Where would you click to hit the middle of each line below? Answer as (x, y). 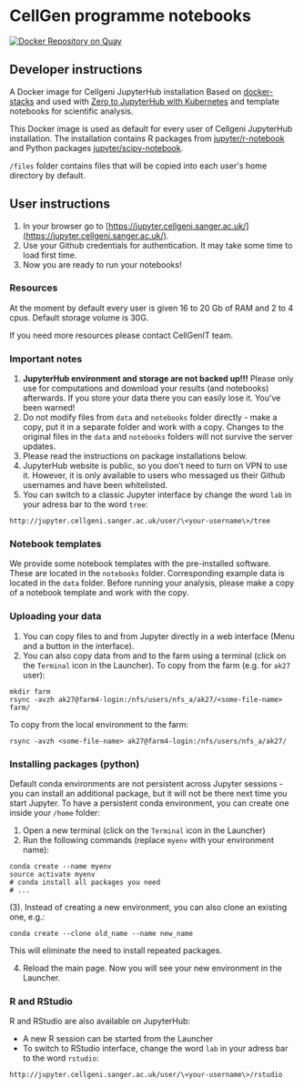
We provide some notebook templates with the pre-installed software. (140, 564)
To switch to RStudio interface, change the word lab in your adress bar (155, 1049)
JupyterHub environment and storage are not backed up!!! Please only (158, 379)
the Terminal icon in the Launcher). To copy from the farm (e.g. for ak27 (157, 665)
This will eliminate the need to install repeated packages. (116, 951)
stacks (22, 101)
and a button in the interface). (78, 646)
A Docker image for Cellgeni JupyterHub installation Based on (126, 91)
